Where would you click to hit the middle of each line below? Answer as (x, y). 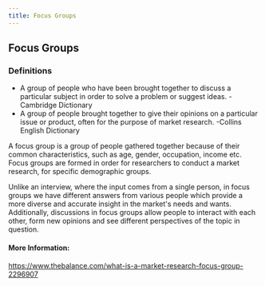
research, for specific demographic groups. (80, 172)
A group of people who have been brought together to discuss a (125, 88)
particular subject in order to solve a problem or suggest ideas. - (126, 97)
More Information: (39, 248)
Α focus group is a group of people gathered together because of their (124, 146)
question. (24, 229)
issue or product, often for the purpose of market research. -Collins (131, 122)
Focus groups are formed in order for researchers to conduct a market (124, 163)
